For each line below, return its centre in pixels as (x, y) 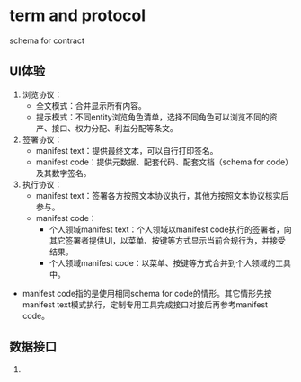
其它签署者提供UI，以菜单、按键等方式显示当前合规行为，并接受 (167, 240)
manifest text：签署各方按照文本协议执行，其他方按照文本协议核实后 (162, 195)
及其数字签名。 (63, 173)
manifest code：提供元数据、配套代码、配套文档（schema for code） (162, 162)
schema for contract (47, 40)
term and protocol (78, 16)
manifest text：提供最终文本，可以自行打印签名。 (127, 150)
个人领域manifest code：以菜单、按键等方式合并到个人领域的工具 (170, 262)
